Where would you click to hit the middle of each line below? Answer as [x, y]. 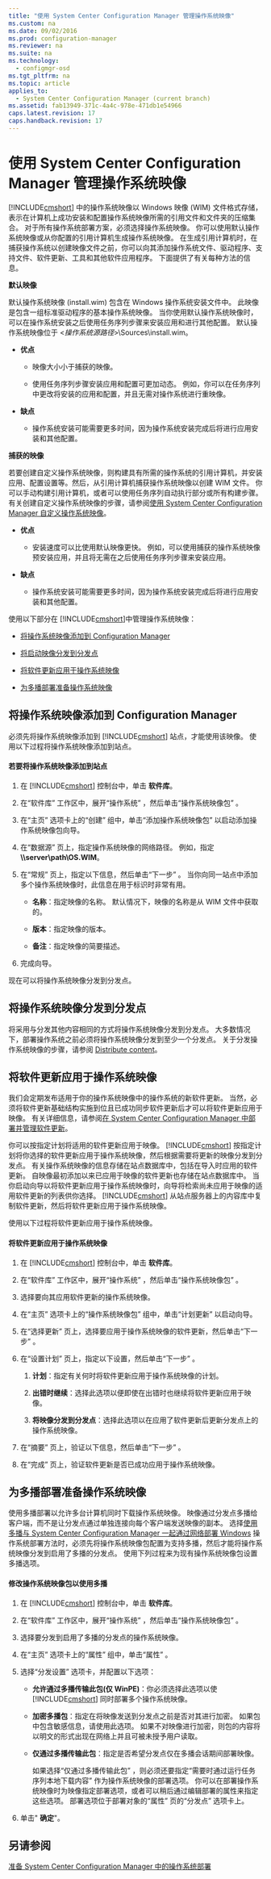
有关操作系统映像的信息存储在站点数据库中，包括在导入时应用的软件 [144, 1166]
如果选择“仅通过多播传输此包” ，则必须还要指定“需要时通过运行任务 [144, 1770]
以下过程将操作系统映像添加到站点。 [75, 746]
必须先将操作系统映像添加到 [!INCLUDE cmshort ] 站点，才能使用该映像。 [128, 736]
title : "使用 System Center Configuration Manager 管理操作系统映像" [122, 16]
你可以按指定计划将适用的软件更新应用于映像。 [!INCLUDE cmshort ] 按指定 [131, 1146]
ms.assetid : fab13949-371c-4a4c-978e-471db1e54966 [95, 106]
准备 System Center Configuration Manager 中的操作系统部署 [110, 1866]
